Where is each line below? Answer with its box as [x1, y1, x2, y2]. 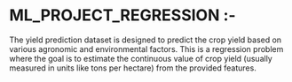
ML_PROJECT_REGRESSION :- [9, 5, 237, 26]
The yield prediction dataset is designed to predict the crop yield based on [9, 34, 282, 45]
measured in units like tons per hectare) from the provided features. [9, 63, 257, 73]
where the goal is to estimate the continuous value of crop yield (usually [9, 53, 272, 63]
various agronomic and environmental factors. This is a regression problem [9, 43, 284, 54]
